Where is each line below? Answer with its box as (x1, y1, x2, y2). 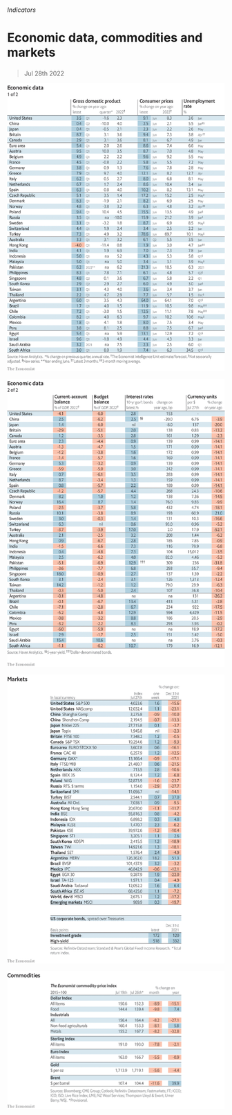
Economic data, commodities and (7, 30, 203, 45)
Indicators (7, 6, 37, 14)
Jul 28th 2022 (23, 69, 64, 78)
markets (7, 44, 56, 60)
